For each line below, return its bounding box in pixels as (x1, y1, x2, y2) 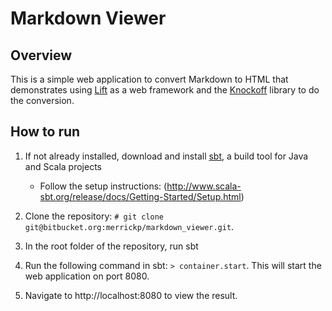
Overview (10, 47, 73, 64)
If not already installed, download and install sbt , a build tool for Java (24, 150, 309, 162)
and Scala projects (24, 160, 102, 172)
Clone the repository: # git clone (24, 210, 165, 222)
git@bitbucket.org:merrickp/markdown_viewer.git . (24, 220, 235, 232)
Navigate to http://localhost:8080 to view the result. (24, 289, 238, 301)
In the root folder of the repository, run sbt (24, 240, 199, 252)
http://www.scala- (166, 180, 242, 192)
